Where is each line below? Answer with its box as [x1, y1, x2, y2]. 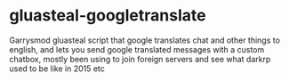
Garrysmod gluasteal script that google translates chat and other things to [9, 35, 280, 45]
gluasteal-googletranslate [9, 5, 206, 26]
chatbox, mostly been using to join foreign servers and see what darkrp [9, 53, 271, 64]
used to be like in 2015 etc [9, 63, 105, 74]
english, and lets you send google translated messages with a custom [9, 44, 265, 54]
